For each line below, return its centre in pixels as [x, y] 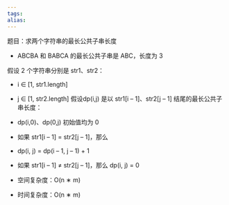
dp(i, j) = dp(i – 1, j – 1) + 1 [53, 151]
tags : [15, 14]
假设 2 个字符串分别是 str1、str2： [56, 70]
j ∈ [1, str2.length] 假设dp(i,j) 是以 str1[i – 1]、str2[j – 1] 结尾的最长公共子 [120, 99]
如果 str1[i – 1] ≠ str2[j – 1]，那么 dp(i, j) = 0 [78, 165]
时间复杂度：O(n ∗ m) [49, 195]
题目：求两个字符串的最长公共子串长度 [62, 41]
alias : [17, 20]
